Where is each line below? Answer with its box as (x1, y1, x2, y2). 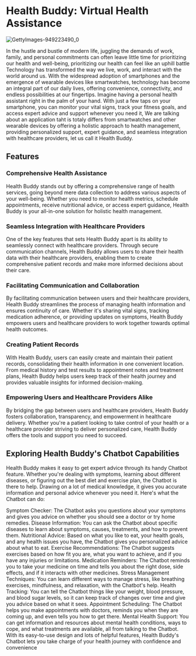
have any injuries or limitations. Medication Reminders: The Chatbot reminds (6, 556, 190, 564)
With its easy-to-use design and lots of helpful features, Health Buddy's (6, 631, 180, 638)
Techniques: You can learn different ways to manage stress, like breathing (6, 575, 185, 582)
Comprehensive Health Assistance (6, 169, 107, 177)
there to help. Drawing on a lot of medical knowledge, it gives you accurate (6, 483, 187, 490)
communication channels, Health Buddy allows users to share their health (6, 248, 184, 255)
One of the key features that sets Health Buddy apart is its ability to (6, 235, 168, 242)
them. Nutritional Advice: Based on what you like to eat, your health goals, (6, 532, 184, 539)
